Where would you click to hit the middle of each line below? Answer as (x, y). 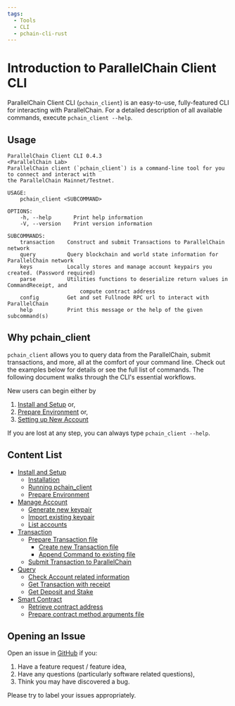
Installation (44, 479)
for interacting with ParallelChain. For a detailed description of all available (115, 111)
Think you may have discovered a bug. (74, 682)
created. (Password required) (52, 273)
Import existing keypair (61, 517)
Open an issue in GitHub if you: (52, 653)
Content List (35, 455)
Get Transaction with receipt (69, 584)
